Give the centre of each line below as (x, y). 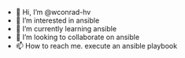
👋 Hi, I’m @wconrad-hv (53, 12)
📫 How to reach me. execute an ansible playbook (96, 46)
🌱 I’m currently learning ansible (66, 29)
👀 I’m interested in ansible (57, 20)
